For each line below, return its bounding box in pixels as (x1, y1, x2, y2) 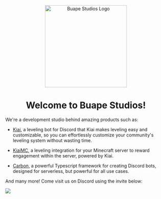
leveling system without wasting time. (12, 137, 92, 143)
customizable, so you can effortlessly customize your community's (12, 132, 154, 138)
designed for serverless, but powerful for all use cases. (12, 168, 129, 174)
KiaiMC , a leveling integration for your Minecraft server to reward (12, 147, 150, 153)
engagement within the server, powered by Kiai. (12, 152, 114, 158)
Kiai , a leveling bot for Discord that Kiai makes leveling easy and (12, 126, 148, 132)
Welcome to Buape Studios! (26, 99, 146, 111)
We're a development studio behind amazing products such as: (5, 116, 139, 123)
